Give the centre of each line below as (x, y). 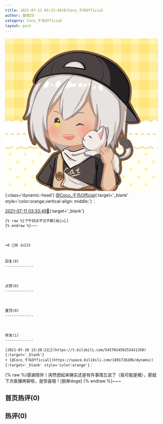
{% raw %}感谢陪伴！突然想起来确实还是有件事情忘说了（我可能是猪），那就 (81, 375)
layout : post (18, 26)
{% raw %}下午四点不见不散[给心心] (37, 221)
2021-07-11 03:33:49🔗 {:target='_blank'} (45, 211)
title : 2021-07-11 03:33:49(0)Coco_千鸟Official (54, 10)
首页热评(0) (22, 398)
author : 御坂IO (20, 15)
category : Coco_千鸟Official (34, 20)
